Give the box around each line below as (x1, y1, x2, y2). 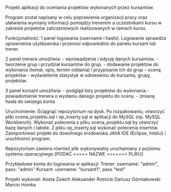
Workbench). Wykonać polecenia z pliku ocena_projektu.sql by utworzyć (5, 119, 159, 125)
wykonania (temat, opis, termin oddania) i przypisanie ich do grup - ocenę (5, 67, 161, 73)
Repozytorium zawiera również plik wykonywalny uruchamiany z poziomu (5, 145, 161, 152)
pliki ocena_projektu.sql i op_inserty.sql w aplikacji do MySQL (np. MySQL (5, 114, 161, 120)
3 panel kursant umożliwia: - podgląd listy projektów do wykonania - (5, 88, 150, 94)
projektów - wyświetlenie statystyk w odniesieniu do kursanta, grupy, (5, 72, 152, 78)
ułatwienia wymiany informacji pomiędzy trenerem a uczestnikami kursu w (5, 20, 162, 26)
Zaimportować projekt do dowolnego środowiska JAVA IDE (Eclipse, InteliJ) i (5, 130, 166, 136)
